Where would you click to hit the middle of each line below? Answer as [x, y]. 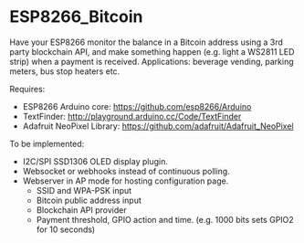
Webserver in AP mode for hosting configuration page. [126, 181]
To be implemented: [47, 143]
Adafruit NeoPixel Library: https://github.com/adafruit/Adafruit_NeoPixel [158, 126]
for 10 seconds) [66, 229]
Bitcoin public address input [89, 200]
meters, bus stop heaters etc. [65, 71]
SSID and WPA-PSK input [84, 190]
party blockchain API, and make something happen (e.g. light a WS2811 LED [152, 51]
